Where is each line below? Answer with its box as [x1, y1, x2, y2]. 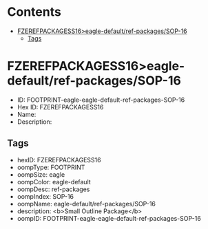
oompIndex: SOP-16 [17, 192, 74, 200]
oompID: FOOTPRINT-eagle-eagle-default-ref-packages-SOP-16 [17, 214, 201, 222]
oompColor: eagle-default [17, 177, 91, 186]
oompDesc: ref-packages [17, 185, 90, 193]
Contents [7, 4, 62, 20]
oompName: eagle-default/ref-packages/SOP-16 [17, 199, 156, 208]
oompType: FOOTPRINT [17, 163, 85, 171]
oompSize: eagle [17, 170, 65, 179]
